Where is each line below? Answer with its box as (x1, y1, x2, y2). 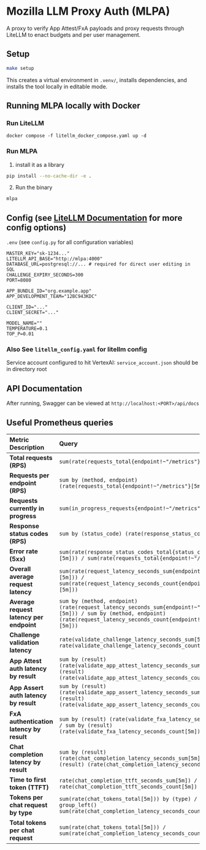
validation (9, 638, 39, 647)
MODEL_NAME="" (6, 320, 43, 326)
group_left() (59, 802, 97, 809)
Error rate (9, 547, 38, 556)
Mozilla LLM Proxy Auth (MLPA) (6, 4, 170, 18)
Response (9, 522, 40, 530)
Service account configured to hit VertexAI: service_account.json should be (6, 359, 199, 366)
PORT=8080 (6, 277, 32, 283)
